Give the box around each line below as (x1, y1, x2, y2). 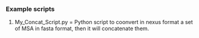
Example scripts (6, 5, 55, 13)
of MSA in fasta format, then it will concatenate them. (14, 25, 149, 32)
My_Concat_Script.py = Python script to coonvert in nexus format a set (14, 19, 193, 26)
